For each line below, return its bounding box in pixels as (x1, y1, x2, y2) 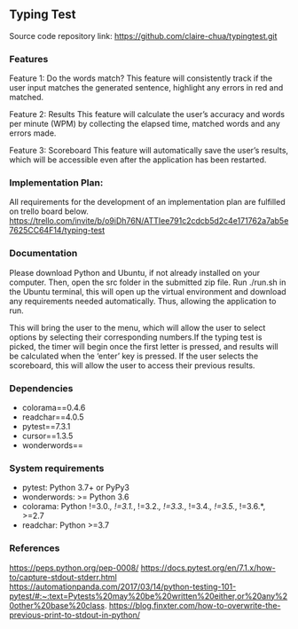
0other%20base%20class (9, 600, 105, 610)
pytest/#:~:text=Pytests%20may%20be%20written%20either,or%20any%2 (9, 590, 288, 601)
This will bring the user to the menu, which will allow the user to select (9, 322, 266, 333)
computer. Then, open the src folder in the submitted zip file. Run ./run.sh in (9, 277, 286, 287)
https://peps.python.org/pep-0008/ (9, 562, 139, 573)
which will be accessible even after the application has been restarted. (9, 154, 267, 165)
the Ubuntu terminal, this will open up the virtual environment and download (9, 286, 286, 296)
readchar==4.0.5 (21, 412, 84, 422)
